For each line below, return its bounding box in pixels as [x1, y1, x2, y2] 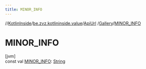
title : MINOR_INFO [5, 7, 42, 12]
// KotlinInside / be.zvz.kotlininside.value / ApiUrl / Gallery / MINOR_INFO [5, 20, 141, 26]
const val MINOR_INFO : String [5, 58, 66, 64]
